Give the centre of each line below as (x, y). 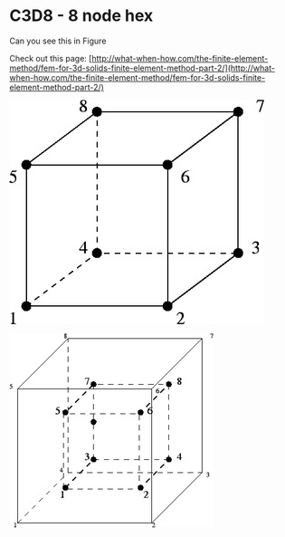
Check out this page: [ (51, 58)
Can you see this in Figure (58, 41)
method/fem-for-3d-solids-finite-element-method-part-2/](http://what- (142, 68)
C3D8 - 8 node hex (81, 16)
